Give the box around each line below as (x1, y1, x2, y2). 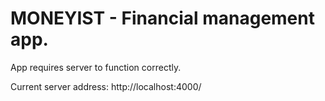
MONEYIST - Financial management (10, 7, 315, 30)
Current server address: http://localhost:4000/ (10, 80, 202, 92)
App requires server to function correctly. (10, 61, 182, 73)
